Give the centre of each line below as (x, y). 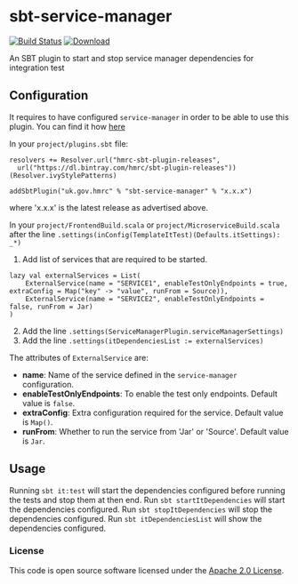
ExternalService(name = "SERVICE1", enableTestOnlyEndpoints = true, (157, 283)
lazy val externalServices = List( (75, 276)
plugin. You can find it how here (68, 126)
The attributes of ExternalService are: (79, 357)
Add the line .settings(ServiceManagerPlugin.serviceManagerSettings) (153, 331)
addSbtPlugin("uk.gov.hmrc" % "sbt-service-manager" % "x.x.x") (131, 191)
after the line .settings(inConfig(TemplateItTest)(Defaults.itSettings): (145, 234)
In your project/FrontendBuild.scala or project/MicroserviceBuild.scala (145, 225)
